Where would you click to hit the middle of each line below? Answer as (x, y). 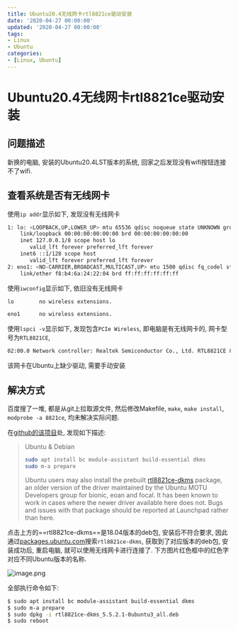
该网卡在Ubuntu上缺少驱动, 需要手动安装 (67, 366)
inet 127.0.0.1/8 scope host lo (68, 241)
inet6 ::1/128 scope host (58, 254)
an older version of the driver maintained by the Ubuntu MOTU (116, 487)
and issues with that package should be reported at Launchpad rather (126, 510)
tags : (15, 34)
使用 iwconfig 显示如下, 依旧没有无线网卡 (66, 288)
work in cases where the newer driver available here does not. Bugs (124, 502)
